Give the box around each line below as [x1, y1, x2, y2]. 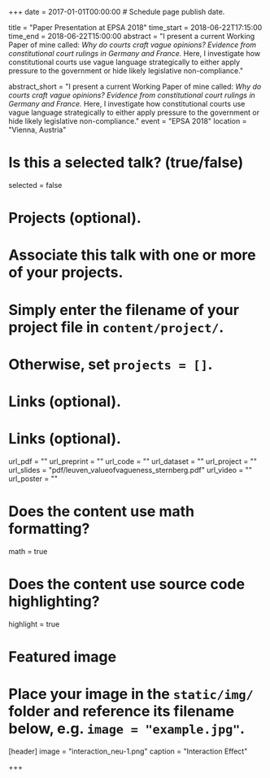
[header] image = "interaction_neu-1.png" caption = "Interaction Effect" [8, 746, 248, 756]
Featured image [8, 647, 116, 666]
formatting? [8, 520, 90, 538]
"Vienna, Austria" [8, 125, 67, 134]
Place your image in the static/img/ [8, 685, 254, 703]
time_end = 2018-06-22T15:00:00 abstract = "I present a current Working [8, 32, 255, 41]
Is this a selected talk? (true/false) [8, 154, 244, 172]
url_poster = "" [8, 474, 59, 483]
